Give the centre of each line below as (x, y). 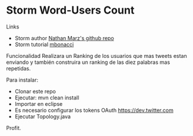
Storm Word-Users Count (70, 10)
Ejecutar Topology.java (43, 116)
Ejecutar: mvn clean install (47, 98)
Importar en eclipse (39, 103)
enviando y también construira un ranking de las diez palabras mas (88, 62)
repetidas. (18, 68)
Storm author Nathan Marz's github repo (64, 38)
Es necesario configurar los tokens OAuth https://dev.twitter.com (94, 110)
